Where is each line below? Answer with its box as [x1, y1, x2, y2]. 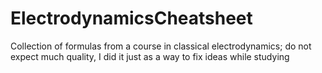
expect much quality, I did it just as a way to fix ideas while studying [10, 50, 290, 62]
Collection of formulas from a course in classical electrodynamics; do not [10, 40, 312, 52]
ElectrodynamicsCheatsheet [10, 7, 253, 30]
